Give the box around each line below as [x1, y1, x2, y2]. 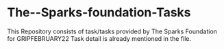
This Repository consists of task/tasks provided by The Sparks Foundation [7, 27, 218, 35]
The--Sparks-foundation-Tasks [7, 5, 191, 20]
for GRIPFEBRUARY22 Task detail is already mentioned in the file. [7, 34, 192, 42]
